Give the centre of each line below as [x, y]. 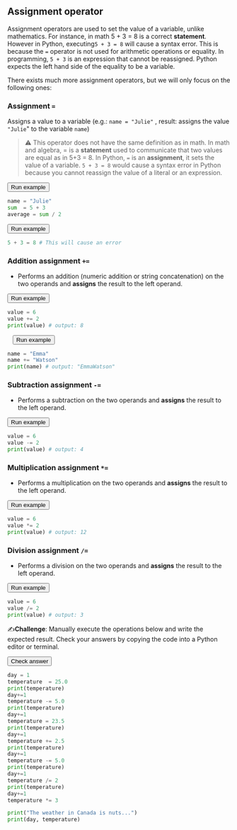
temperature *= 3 [33, 800]
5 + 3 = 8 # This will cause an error [64, 243]
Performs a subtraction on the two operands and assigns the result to [119, 400]
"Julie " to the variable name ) [48, 129]
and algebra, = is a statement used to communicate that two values [123, 150]
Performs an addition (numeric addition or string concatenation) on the [121, 276]
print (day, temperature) [44, 820]
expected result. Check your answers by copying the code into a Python [112, 639]
